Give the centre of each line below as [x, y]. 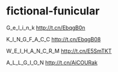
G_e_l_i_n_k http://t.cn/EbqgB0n [46, 28]
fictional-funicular [53, 11]
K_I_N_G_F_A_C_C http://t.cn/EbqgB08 [54, 39]
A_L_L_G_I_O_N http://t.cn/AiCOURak [52, 62]
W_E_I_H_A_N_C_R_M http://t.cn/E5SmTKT [59, 51]
